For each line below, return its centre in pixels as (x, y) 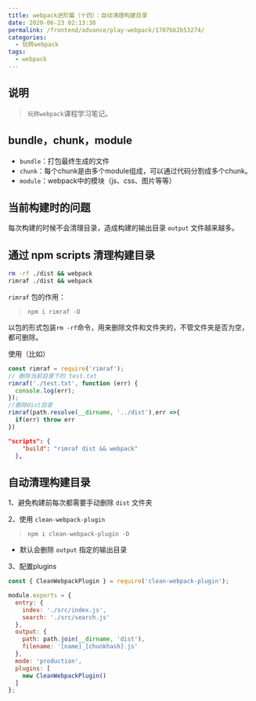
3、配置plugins (32, 567)
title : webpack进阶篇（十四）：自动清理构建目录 (78, 15)
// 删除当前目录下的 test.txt (53, 376)
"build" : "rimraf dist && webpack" (80, 448)
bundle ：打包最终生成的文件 (64, 161)
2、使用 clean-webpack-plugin (57, 520)
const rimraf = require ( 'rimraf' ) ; (66, 369)
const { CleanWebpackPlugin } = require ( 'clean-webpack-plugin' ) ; (119, 582)
